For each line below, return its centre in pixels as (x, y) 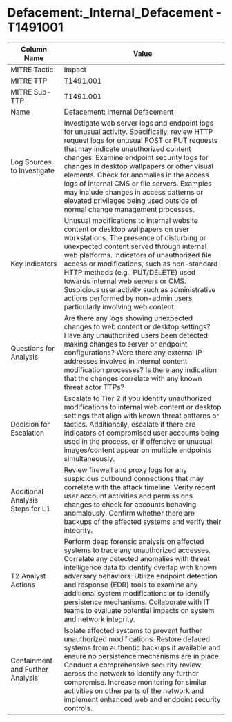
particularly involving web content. (120, 306)
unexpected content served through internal (135, 246)
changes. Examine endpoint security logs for (136, 157)
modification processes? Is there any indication (141, 369)
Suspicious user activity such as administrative (140, 289)
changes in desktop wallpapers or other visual (139, 166)
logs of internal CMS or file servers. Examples (138, 183)
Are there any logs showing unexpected (128, 318)
